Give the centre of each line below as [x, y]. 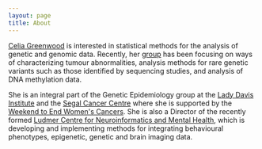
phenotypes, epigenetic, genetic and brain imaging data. [101, 136]
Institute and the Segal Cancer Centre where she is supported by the [120, 103]
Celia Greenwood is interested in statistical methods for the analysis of [123, 45]
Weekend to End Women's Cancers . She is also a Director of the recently [127, 111]
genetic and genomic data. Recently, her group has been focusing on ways [131, 54]
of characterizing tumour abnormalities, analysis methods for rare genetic [128, 62]
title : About [30, 23]
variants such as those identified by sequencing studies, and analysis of [126, 71]
